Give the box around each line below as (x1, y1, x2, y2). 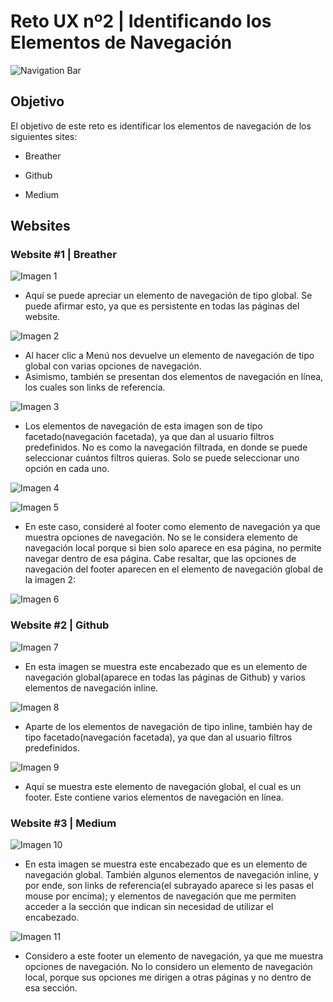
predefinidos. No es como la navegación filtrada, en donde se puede (24, 441, 308, 454)
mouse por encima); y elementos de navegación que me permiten (24, 890, 297, 902)
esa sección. (24, 982, 78, 994)
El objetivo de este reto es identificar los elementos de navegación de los (10, 120, 312, 132)
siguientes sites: (10, 130, 78, 142)
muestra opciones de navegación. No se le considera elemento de (24, 531, 298, 544)
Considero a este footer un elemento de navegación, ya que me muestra (24, 950, 324, 962)
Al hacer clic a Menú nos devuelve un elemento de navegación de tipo (24, 350, 315, 362)
